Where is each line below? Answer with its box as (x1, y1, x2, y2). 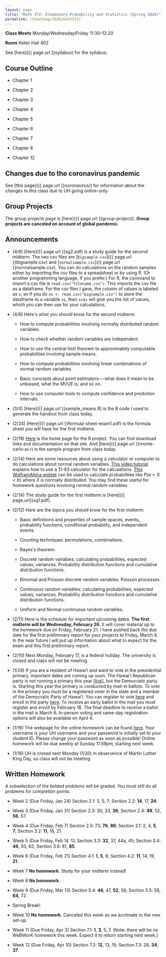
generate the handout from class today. (12, 410, 93, 417)
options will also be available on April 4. (12, 715, 93, 721)
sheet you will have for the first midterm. (12, 425, 95, 432)
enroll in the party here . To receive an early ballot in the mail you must (12, 699, 156, 705)
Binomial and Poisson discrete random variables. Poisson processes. (19, 576, 161, 582)
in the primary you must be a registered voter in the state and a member (12, 688, 160, 694)
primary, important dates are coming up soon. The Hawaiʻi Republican (12, 672, 156, 678)
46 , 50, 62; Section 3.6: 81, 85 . (12, 843, 76, 849)
